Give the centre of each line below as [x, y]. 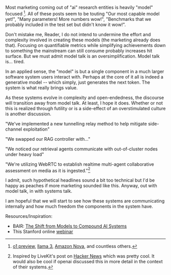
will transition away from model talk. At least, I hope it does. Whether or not [84, 103]
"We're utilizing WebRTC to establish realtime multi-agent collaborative [80, 164]
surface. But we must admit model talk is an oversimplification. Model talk [82, 56]
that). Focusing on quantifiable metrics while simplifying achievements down [85, 45]
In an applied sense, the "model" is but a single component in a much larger [85, 71]
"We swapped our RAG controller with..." [48, 139]
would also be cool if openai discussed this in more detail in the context [88, 262]
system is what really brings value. [41, 87]
